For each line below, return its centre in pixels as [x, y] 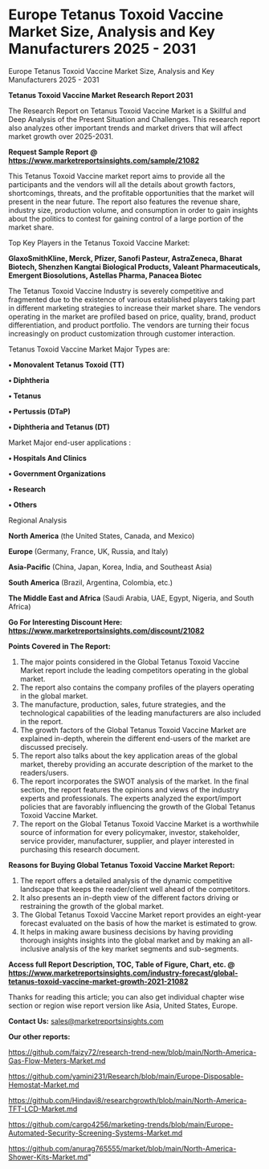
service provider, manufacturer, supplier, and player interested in [127, 841]
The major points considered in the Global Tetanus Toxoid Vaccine [130, 662]
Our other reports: [39, 1037]
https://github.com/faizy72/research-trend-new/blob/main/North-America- [132, 1052]
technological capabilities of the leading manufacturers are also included [140, 713]
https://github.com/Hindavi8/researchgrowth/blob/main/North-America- [128, 1100]
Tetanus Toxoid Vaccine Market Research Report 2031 [101, 95]
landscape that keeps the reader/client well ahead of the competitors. [135, 889]
